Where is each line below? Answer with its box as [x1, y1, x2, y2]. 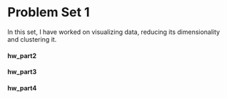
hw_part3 [7, 68, 37, 76]
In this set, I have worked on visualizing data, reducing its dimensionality [7, 28, 220, 36]
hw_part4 [7, 83, 37, 92]
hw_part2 [7, 51, 37, 60]
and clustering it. [7, 35, 57, 43]
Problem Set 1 [7, 4, 91, 21]
